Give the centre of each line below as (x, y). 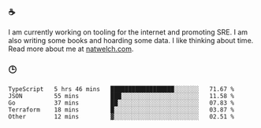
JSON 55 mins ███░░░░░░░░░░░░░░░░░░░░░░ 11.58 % (121, 96)
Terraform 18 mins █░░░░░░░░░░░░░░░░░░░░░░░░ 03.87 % (121, 110)
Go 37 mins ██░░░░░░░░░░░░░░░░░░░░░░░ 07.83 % (121, 103)
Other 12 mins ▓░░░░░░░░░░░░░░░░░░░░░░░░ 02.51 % (121, 116)
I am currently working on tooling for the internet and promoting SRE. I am (128, 32)
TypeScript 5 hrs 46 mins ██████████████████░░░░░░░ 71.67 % (121, 89)
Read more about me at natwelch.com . (71, 49)
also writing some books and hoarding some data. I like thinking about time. (131, 41)
